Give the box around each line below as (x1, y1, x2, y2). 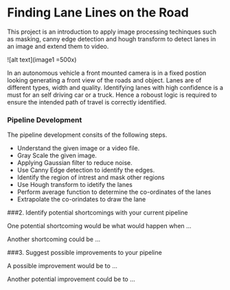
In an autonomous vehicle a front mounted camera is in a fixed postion (7, 69, 207, 77)
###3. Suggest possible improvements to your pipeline (7, 249, 163, 257)
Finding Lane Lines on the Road (7, 5, 189, 21)
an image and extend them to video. (7, 42, 109, 50)
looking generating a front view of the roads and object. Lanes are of (7, 76, 202, 84)
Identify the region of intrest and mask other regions (16, 173, 165, 181)
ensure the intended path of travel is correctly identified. (7, 98, 167, 106)
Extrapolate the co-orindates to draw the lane (16, 195, 146, 203)
